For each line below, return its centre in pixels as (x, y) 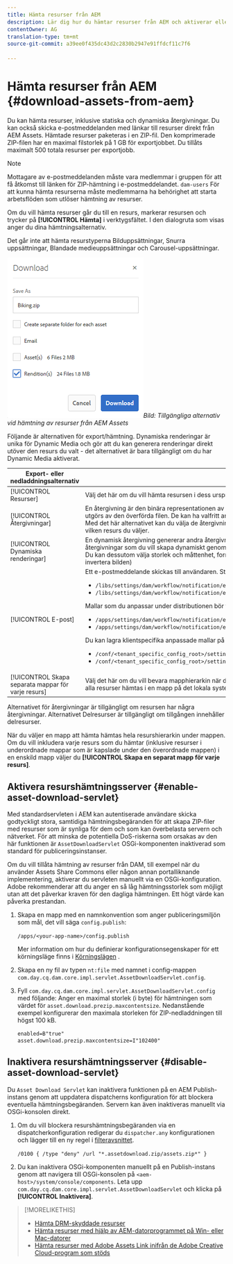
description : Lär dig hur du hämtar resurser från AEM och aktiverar (110, 22)
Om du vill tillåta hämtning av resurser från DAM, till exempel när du (103, 865)
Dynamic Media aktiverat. (44, 458)
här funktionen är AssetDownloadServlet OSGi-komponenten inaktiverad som (116, 844)
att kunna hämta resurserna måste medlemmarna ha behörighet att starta (112, 192)
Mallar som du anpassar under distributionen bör (154, 606)
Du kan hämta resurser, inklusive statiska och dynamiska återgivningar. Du (113, 120)
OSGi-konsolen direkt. (39, 1111)
